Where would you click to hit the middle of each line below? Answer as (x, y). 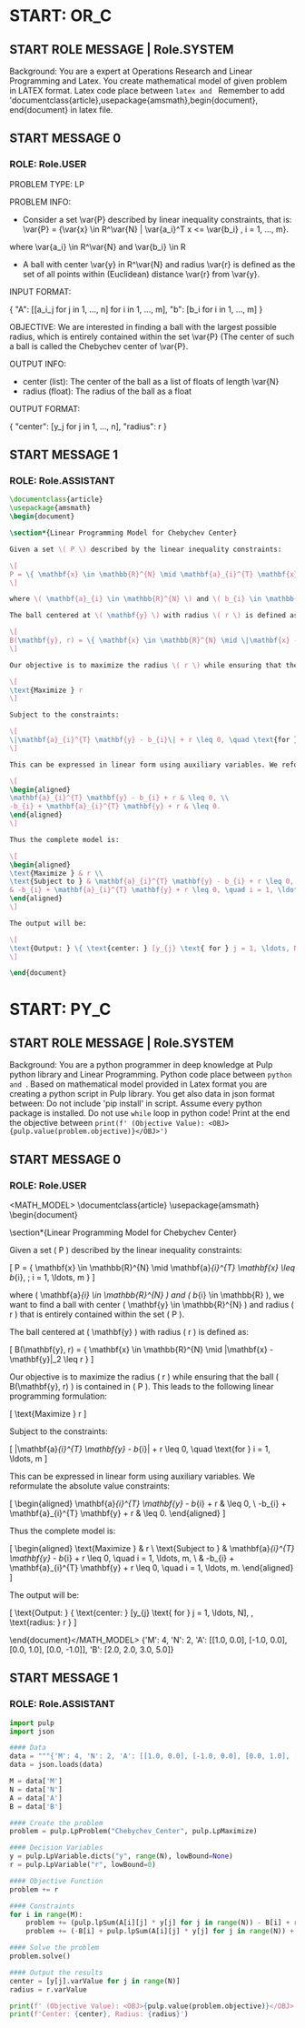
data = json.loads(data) (56, 1765)
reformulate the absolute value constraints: (90, 1486)
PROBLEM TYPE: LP (47, 184)
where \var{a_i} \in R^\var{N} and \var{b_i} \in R (98, 246)
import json (32, 1732)
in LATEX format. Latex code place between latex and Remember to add (148, 90)
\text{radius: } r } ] (43, 1622)
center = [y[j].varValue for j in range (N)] (95, 1981)
